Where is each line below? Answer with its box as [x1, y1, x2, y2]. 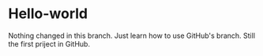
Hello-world [8, 5, 88, 23]
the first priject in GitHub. [8, 39, 91, 48]
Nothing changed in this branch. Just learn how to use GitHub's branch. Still [8, 31, 255, 40]
